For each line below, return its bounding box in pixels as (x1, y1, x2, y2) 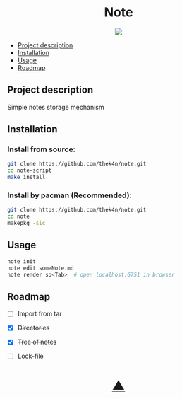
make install (7, 174, 46, 181)
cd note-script (7, 167, 52, 174)
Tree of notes (17, 337, 57, 347)
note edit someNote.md (7, 265, 74, 272)
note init (7, 258, 37, 265)
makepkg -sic (7, 220, 46, 227)
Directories (17, 323, 50, 332)
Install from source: (7, 144, 76, 154)
